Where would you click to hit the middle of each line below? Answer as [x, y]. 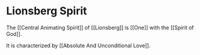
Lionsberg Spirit [47, 11]
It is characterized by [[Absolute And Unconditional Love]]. [79, 45]
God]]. [14, 33]
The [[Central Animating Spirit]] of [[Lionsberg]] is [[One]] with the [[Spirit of [100, 27]
